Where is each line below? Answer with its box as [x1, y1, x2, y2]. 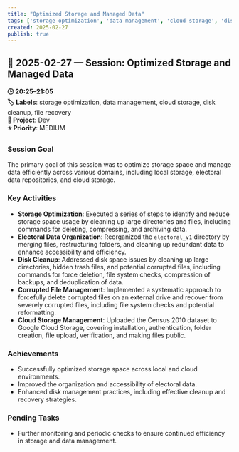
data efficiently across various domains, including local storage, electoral [7, 168, 222, 177]
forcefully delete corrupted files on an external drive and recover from [17, 293, 223, 302]
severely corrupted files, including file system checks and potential [17, 300, 215, 309]
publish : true [7, 30, 50, 38]
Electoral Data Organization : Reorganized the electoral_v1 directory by [17, 232, 230, 241]
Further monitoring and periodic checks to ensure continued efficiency [17, 429, 225, 438]
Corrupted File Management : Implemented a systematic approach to [17, 285, 221, 294]
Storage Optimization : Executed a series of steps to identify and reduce [17, 210, 230, 218]
